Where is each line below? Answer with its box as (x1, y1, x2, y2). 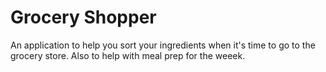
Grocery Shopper (10, 6, 157, 29)
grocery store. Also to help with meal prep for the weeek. (10, 49, 246, 61)
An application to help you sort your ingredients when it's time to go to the (10, 39, 316, 51)
